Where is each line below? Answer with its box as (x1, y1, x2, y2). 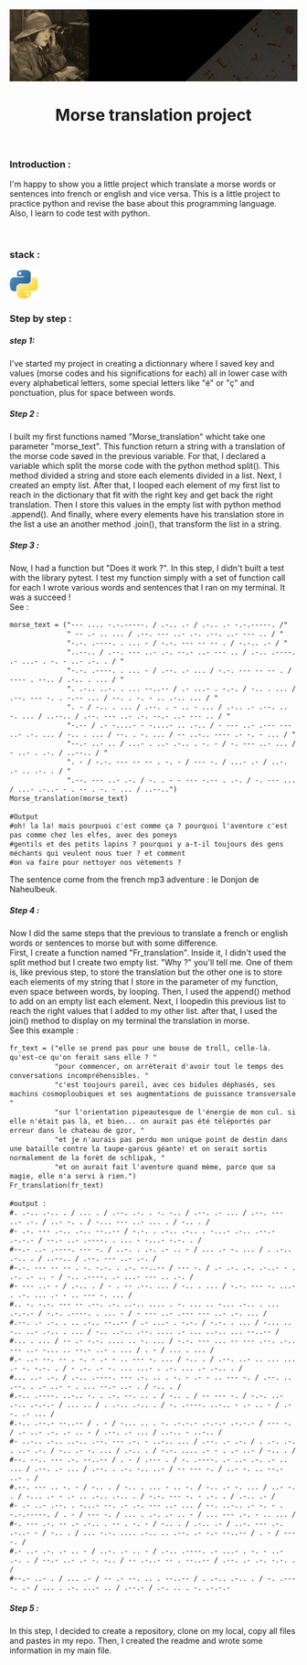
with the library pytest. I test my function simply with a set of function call (9, 572, 286, 583)
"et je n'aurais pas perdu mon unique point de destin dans (54, 1136, 288, 1145)
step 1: (9, 336, 35, 347)
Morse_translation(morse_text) (9, 795, 129, 804)
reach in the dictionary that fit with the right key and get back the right (9, 489, 274, 501)
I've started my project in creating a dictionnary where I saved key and (9, 358, 275, 369)
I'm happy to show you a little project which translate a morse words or (9, 178, 277, 190)
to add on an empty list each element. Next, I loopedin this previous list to (9, 996, 286, 1007)
